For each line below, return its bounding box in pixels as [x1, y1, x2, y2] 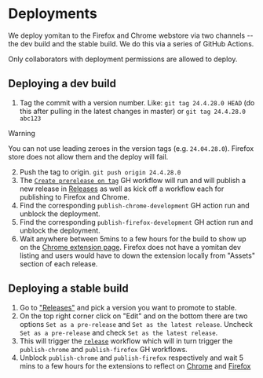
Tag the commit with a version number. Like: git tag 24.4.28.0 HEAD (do [19, 97, 255, 107]
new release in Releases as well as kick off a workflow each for [19, 184, 225, 193]
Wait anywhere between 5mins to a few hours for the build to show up [19, 233, 247, 244]
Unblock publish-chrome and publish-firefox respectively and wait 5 [19, 353, 244, 362]
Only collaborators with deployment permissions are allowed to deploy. [8, 54, 238, 64]
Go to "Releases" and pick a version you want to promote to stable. [19, 303, 237, 312]
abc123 [19, 115, 42, 123]
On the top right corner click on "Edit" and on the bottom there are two [19, 311, 248, 321]
